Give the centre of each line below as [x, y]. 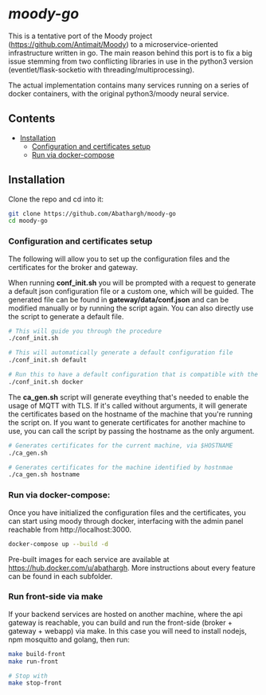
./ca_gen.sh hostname [44, 474]
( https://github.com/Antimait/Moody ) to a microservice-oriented [113, 44]
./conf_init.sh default [48, 360]
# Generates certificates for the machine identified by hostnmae [121, 467]
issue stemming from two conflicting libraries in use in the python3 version [131, 61]
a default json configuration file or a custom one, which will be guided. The [131, 291]
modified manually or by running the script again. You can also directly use [131, 308]
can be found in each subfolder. [61, 576]
